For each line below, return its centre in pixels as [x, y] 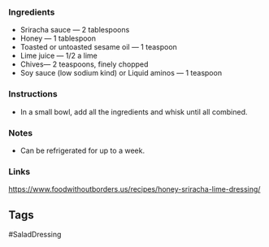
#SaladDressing [35, 234]
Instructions [33, 94]
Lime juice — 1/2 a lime [59, 56]
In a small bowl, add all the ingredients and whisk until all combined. [134, 111]
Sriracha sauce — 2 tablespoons [75, 30]
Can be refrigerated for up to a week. [82, 150]
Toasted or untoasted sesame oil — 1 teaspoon [98, 47]
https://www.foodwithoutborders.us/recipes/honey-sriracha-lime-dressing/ [134, 189]
